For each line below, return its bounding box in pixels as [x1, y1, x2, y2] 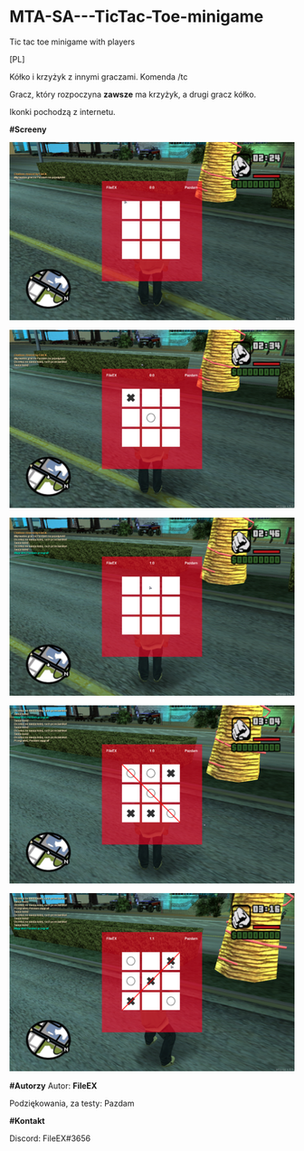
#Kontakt [9, 1115, 45, 1126]
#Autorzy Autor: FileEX [9, 1080, 98, 1091]
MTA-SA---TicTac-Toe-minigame [9, 6, 264, 27]
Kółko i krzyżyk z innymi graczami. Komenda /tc [9, 71, 188, 82]
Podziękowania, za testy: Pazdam [9, 1098, 135, 1108]
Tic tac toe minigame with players [9, 36, 136, 47]
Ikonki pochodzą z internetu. [9, 106, 116, 117]
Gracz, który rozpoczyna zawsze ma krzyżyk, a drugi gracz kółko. [9, 89, 257, 100]
